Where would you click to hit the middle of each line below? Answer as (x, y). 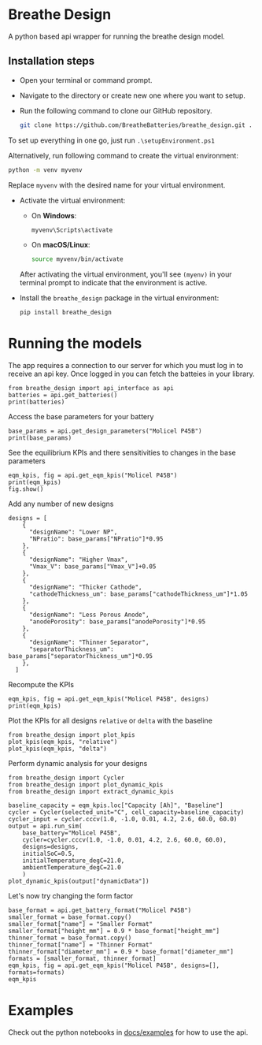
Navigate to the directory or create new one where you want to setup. (133, 95)
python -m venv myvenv (45, 170)
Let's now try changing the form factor (71, 896)
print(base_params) (40, 438)
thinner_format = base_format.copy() (70, 938)
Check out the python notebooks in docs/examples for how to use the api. (128, 1032)
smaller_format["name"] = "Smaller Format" (81, 924)
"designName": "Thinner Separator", (89, 643)
